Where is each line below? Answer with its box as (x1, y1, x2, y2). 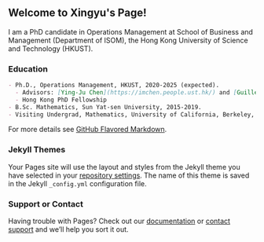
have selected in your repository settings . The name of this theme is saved (8, 170, 250, 180)
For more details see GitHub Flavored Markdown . (8, 125, 167, 134)
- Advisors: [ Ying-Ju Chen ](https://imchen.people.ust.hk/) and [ (15, 88, 237, 97)
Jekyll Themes (8, 145, 66, 156)
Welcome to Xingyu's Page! (8, 6, 147, 20)
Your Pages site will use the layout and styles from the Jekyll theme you (8, 162, 241, 171)
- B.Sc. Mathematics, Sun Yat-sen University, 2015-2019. (8, 103, 202, 111)
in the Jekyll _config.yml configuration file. (8, 178, 147, 188)
